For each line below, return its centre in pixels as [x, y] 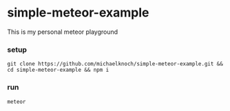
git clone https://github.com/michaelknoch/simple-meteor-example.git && [115, 64]
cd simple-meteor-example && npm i [58, 70]
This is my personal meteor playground [63, 32]
